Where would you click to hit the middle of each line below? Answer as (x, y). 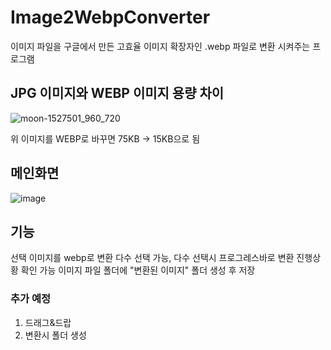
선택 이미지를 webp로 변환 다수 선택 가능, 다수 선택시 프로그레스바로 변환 (152, 258)
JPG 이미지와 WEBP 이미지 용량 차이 (117, 93)
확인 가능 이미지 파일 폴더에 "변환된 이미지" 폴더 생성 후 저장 (138, 270)
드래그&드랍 (48, 322)
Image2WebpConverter (110, 17)
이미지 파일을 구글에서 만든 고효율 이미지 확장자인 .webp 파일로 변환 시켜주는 (160, 46)
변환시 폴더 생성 (55, 335)
